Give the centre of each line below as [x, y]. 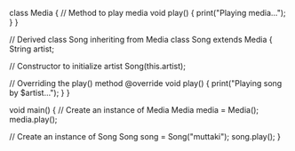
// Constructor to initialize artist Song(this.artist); [98, 66]
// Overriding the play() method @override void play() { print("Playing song [146, 83]
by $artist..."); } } [40, 93]
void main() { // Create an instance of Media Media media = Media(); [134, 110]
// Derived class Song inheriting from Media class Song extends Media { [141, 40]
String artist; [32, 49]
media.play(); [33, 119]
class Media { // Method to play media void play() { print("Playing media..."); [147, 13]
